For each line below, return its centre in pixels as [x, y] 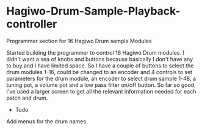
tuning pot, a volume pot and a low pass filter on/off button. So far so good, [101, 85]
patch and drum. [27, 98]
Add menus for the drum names [46, 121]
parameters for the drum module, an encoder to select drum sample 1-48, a [101, 78]
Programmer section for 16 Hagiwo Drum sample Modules [79, 41]
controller [32, 24]
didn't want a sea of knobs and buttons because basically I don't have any [100, 59]
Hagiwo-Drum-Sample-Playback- [93, 11]
